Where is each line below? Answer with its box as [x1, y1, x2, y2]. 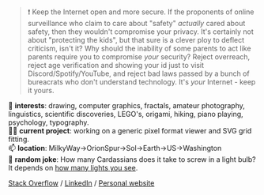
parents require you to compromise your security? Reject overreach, [27, 52, 251, 62]
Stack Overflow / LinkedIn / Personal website [8, 178, 155, 188]
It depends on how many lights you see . [8, 163, 138, 172]
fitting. [8, 134, 30, 144]
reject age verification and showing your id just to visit [27, 61, 204, 69]
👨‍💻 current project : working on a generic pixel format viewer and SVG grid [8, 126, 252, 135]
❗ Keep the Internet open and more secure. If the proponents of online [27, 7, 255, 17]
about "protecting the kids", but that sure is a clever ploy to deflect [27, 36, 245, 44]
